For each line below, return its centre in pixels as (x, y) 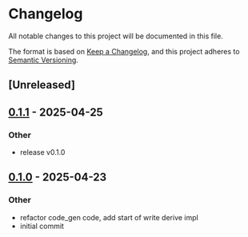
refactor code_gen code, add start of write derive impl (109, 217)
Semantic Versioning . (43, 60)
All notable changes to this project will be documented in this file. (116, 36)
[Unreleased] (42, 85)
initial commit (42, 226)
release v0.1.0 (42, 152)
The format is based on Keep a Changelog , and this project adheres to (124, 51)
